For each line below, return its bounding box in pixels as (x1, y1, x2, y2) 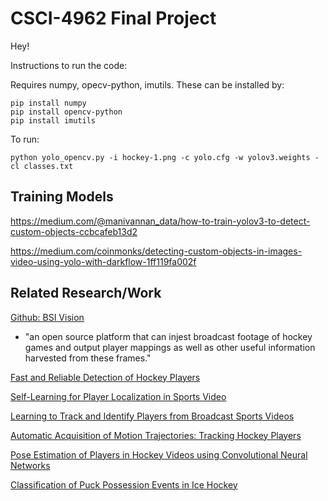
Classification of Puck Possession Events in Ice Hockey (10, 478, 238, 491)
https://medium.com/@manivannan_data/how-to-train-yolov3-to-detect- (10, 215, 311, 227)
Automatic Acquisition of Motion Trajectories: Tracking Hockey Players (10, 429, 302, 441)
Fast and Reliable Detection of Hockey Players (10, 371, 201, 383)
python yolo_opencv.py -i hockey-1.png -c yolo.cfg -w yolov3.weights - (10, 152, 320, 162)
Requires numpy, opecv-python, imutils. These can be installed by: (10, 78, 285, 91)
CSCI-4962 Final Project (10, 7, 217, 30)
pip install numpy (10, 98, 87, 108)
